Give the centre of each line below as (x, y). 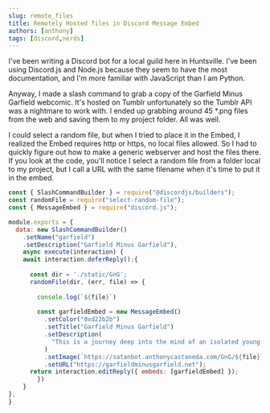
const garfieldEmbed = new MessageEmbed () (109, 312)
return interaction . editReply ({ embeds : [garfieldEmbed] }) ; (134, 372)
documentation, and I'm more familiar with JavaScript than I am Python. (127, 78)
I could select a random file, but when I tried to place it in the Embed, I (124, 135)
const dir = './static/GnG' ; (78, 275)
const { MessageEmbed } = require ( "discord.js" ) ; (93, 208)
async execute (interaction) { (74, 252)
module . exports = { (41, 222)
